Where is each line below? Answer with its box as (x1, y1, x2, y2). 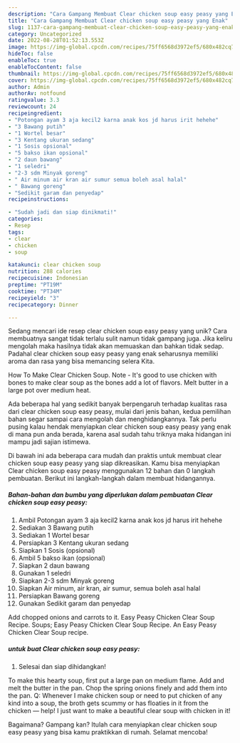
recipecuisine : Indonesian (8, 275, 88, 282)
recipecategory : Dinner (8, 301, 79, 308)
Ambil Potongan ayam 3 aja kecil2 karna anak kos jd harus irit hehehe (18, 516, 223, 524)
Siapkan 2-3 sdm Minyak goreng (18, 576, 115, 585)
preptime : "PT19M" (8, 281, 63, 289)
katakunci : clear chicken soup (8, 261, 101, 269)
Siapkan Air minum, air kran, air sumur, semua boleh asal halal (18, 584, 201, 593)
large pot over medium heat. (8, 386, 91, 395)
